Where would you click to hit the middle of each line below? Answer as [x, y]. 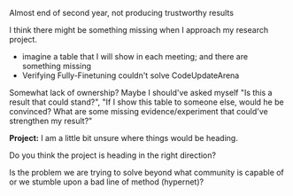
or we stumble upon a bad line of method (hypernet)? [107, 182]
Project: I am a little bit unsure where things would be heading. [124, 138]
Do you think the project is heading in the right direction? [113, 155]
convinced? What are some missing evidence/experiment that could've [139, 111]
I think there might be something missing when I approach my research [139, 30]
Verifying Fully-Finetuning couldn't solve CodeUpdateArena [131, 75]
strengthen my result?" [51, 121]
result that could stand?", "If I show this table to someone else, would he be [147, 102]
